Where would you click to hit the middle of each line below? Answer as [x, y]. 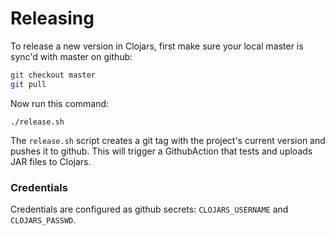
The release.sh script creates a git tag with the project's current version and [168, 140]
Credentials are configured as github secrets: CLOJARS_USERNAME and [149, 209]
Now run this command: [60, 103]
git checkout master [53, 75]
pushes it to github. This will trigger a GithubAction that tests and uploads [161, 151]
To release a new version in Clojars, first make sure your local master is [157, 46]
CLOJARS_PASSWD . [43, 219]
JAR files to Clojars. [51, 161]
